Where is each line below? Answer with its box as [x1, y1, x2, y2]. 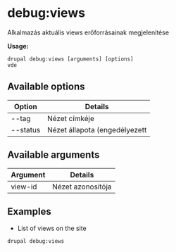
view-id [11, 182, 37, 191]
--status [11, 125, 41, 134]
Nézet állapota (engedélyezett [46, 125, 147, 134]
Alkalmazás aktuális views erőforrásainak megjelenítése [7, 28, 170, 37]
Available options [7, 81, 86, 93]
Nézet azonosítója [52, 182, 112, 191]
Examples [7, 206, 51, 218]
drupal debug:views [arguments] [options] [7, 55, 134, 63]
